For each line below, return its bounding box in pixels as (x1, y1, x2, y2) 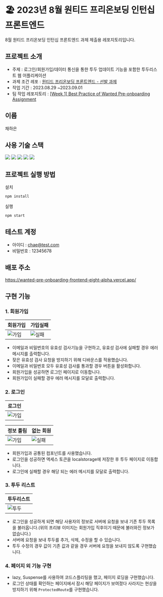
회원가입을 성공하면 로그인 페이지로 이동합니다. (12, 369, 102, 375)
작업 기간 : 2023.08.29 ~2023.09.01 (12, 84, 83, 90)
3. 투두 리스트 (5, 482, 36, 489)
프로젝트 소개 (5, 52, 42, 61)
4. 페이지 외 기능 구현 (5, 562, 52, 569)
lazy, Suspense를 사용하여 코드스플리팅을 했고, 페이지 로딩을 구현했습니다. (12, 575, 155, 580)
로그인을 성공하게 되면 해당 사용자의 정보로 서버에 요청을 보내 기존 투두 (12, 518, 146, 524)
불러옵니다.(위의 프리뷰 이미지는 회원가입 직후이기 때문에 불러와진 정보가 (17, 524, 155, 530)
